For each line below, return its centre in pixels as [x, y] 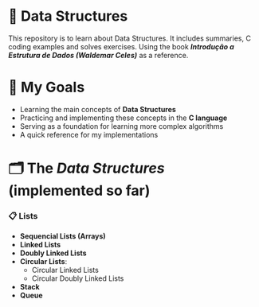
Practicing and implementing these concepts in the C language [124, 118]
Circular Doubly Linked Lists [78, 278]
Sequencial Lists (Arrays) [63, 236]
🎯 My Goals [47, 87]
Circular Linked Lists [65, 270]
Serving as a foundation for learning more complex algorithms [122, 126]
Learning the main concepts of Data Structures [98, 109]
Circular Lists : [43, 262]
